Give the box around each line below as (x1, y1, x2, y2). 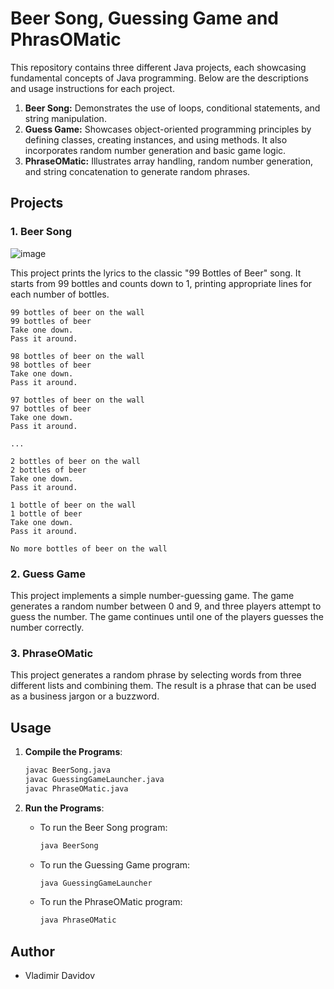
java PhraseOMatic (39, 915, 117, 926)
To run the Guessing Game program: (39, 858, 191, 871)
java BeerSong (39, 840, 99, 851)
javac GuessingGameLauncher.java (24, 774, 165, 784)
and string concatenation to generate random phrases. (24, 165, 251, 177)
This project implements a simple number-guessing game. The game (10, 589, 295, 601)
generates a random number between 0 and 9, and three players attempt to (10, 600, 322, 612)
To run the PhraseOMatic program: (39, 896, 183, 908)
